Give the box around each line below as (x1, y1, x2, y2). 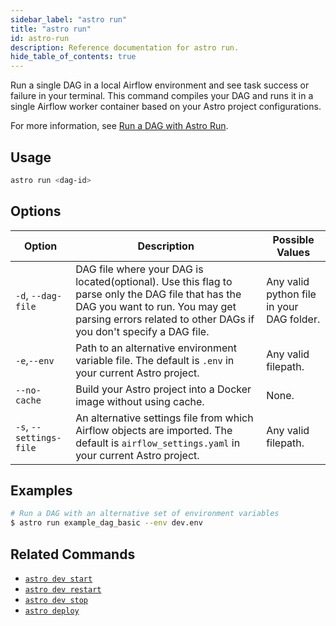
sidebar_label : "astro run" (10, 14, 128, 25)
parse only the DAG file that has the (75, 287, 242, 301)
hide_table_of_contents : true (10, 52, 137, 62)
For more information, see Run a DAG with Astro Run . (10, 120, 229, 132)
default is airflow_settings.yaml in (75, 436, 241, 450)
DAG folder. (266, 312, 321, 326)
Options (10, 203, 62, 220)
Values (276, 245, 311, 259)
